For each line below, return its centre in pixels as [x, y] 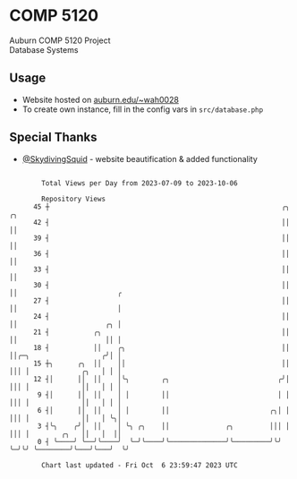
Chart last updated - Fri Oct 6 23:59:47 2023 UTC [140, 465]
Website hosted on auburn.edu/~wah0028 [100, 99]
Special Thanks [53, 137]
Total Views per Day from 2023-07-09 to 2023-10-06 [140, 183]
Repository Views [73, 199]
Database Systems [44, 49]
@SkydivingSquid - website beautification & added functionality [140, 158]
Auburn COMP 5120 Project [60, 40]
